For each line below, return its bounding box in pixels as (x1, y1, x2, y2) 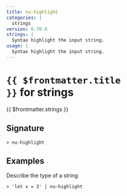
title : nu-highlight (6, 9, 59, 15)
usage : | (6, 43, 29, 49)
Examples (6, 156, 44, 166)
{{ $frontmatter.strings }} (6, 105, 69, 113)
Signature (6, 123, 44, 134)
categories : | (6, 15, 43, 21)
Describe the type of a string (6, 172, 78, 180)
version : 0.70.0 (6, 26, 47, 32)
